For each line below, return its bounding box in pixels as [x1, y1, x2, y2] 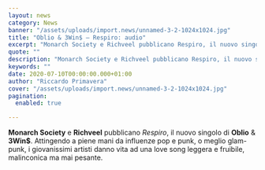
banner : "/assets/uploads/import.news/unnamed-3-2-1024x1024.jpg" [8, 26, 231, 34]
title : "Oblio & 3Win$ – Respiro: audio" [8, 33, 147, 42]
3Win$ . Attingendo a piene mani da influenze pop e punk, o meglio [8, 136, 226, 146]
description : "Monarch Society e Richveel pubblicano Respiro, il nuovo [8, 56, 252, 64]
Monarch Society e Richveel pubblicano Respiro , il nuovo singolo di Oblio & [8, 128, 256, 138]
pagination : [8, 92, 47, 100]
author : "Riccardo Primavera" [8, 77, 108, 85]
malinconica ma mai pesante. [8, 153, 103, 162]
